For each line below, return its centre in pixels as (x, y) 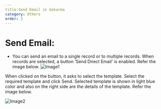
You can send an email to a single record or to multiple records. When (83, 56)
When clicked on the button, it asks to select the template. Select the (75, 76)
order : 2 (14, 19)
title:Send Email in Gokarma (35, 10)
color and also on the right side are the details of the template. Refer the (78, 87)
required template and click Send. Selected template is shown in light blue (80, 82)
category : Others (23, 14)
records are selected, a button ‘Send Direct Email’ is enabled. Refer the (84, 62)
